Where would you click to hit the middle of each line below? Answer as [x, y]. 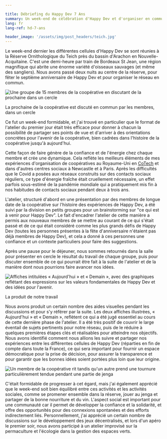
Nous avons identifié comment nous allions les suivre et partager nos [76, 338]
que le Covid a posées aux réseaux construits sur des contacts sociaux [78, 174]
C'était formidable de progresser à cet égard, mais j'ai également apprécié [81, 384]
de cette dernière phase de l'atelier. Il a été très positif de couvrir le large [80, 322]
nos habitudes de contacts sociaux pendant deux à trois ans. [68, 190]
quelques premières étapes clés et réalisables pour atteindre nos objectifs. [82, 333]
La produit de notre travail [32, 297]
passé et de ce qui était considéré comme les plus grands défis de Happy [81, 226]
